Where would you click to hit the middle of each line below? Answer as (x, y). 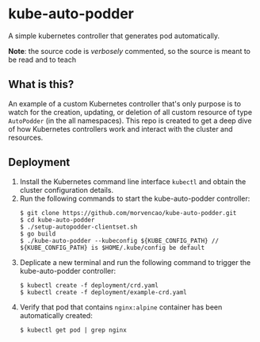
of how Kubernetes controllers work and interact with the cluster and (120, 129)
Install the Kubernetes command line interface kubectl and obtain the (133, 181)
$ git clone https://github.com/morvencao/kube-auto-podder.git (128, 213)
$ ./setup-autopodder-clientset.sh (78, 227)
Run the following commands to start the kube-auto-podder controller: (135, 198)
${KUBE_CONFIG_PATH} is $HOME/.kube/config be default (112, 248)
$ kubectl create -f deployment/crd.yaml (89, 285)
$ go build (38, 234)
